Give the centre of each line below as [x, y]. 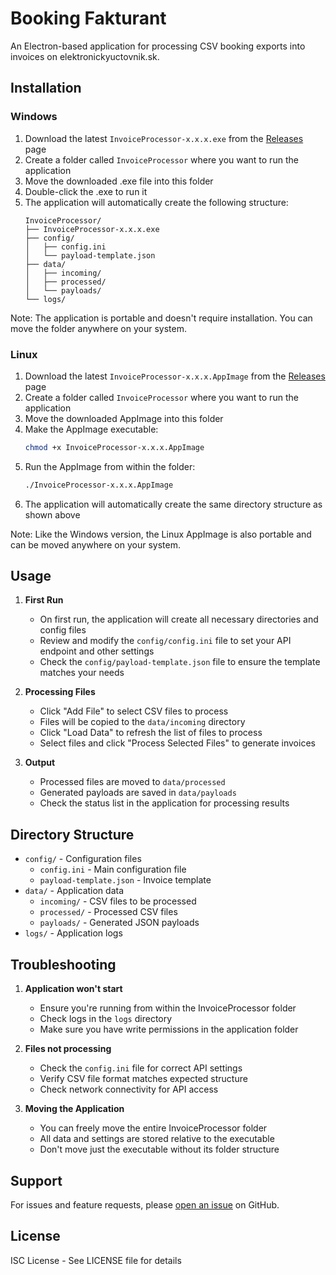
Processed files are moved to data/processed [132, 782]
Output [40, 763]
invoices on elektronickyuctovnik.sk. [85, 56]
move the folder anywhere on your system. [98, 328]
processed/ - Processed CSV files [108, 912]
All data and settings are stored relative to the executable [157, 1139]
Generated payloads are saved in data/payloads [138, 793]
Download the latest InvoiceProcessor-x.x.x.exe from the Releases [164, 138]
